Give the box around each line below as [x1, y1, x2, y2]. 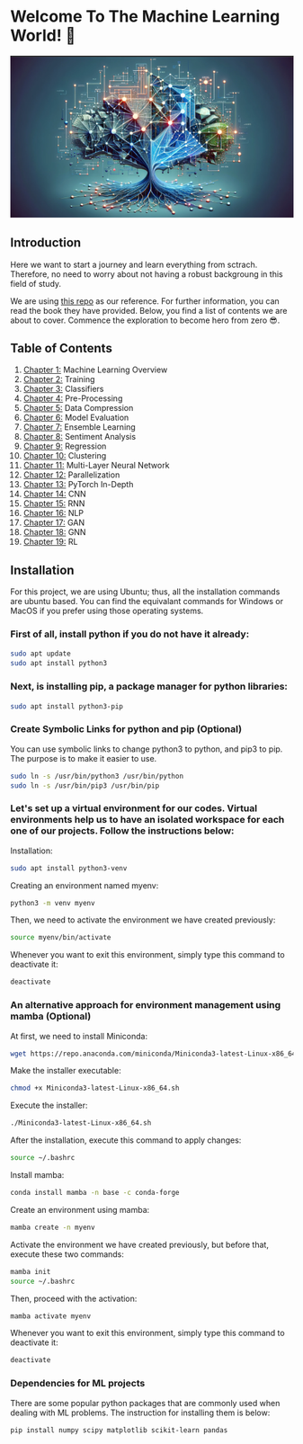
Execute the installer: [10, 1100, 88, 1111]
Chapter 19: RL [22, 537, 78, 548]
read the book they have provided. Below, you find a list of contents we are [10, 305, 288, 316]
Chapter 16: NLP [22, 508, 85, 519]
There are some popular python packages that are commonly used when [10, 1397, 281, 1408]
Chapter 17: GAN [22, 517, 85, 528]
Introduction [10, 236, 82, 251]
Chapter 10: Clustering [22, 450, 107, 461]
